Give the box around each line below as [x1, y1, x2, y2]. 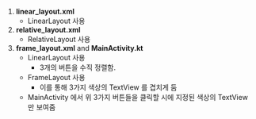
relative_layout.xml [15, 25, 81, 34]
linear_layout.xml [15, 7, 75, 16]
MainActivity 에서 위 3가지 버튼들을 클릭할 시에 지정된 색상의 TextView [27, 93, 248, 102]
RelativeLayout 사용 [27, 35, 91, 44]
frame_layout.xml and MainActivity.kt [15, 44, 143, 52]
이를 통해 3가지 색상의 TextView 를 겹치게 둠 [39, 83, 178, 92]
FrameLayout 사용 [27, 73, 86, 82]
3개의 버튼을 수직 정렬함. [39, 63, 117, 72]
